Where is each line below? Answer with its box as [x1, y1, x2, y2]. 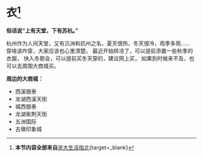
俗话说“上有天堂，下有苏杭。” [6, 27, 79, 34]
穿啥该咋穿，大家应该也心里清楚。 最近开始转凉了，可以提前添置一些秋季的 [6, 48, 193, 55]
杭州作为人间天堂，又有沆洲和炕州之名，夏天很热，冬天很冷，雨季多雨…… [6, 40, 190, 47]
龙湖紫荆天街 [14, 111, 47, 118]
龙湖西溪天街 [14, 96, 47, 103]
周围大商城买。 [22, 63, 59, 70]
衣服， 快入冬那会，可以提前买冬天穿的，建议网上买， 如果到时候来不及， [6, 55, 189, 62]
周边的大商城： [6, 75, 43, 82]
